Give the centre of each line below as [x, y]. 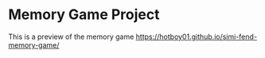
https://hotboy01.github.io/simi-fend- [196, 37]
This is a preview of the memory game [71, 37]
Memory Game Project [84, 15]
